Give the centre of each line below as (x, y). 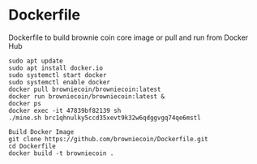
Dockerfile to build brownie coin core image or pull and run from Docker (128, 37)
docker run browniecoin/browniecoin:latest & (86, 96)
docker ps (25, 103)
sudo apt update (36, 61)
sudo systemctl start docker (58, 75)
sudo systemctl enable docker (60, 82)
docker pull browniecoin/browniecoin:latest (85, 89)
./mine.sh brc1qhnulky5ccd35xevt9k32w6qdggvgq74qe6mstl (105, 118)
